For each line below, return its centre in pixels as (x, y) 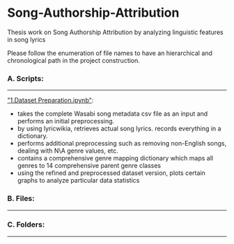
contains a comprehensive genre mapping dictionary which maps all (115, 158)
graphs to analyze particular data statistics (78, 181)
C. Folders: (26, 224)
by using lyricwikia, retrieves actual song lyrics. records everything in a (119, 129)
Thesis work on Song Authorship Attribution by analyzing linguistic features (116, 32)
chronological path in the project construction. (74, 60)
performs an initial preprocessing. (66, 121)
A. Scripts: (25, 78)
